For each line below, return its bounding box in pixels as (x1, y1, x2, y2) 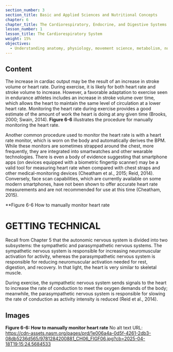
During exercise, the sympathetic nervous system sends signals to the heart (5, 280, 167, 286)
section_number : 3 (5, 7, 45, 13)
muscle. (5, 270, 22, 276)
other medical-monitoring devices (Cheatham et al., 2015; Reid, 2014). (5, 170, 154, 176)
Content (5, 65, 32, 73)
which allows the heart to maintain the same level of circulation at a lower (5, 100, 161, 106)
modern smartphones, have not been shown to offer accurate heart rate (5, 181, 158, 188)
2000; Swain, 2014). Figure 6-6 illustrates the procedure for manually (5, 117, 153, 123)
